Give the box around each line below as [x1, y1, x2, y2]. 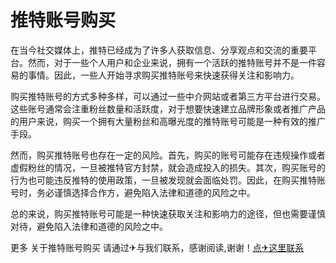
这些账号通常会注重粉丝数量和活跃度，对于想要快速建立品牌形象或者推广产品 [10, 102, 326, 115]
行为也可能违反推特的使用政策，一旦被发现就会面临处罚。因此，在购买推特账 [10, 174, 326, 186]
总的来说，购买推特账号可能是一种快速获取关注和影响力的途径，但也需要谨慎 [10, 207, 326, 220]
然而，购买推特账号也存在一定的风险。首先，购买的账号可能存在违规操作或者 [10, 149, 326, 161]
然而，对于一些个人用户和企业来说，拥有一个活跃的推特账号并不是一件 [27, 56, 317, 68]
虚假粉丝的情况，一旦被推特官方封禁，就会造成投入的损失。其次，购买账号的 [10, 161, 326, 173]
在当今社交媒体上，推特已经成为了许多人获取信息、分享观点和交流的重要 [10, 44, 308, 56]
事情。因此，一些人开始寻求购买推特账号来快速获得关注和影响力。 [27, 69, 300, 81]
